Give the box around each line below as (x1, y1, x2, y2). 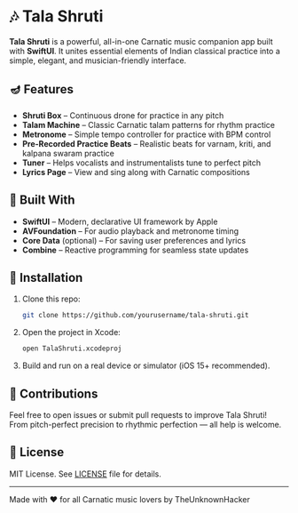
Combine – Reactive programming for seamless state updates (21, 244, 249, 255)
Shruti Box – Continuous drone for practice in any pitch (21, 109, 224, 121)
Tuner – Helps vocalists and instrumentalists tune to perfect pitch (21, 157, 262, 168)
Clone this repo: (21, 293, 81, 304)
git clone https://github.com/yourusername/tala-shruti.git (21, 311, 249, 320)
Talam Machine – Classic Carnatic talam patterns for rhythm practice (21, 119, 276, 130)
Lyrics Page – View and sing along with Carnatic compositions (21, 166, 250, 177)
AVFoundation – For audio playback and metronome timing (21, 225, 239, 236)
